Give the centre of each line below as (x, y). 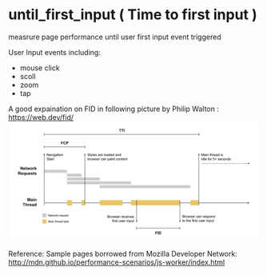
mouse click (40, 68)
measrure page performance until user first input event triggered (115, 37)
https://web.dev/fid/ (41, 117)
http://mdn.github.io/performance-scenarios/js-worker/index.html (117, 262)
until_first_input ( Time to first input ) (133, 15)
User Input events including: (55, 52)
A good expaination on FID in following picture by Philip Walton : (114, 109)
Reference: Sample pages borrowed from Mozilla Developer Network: (123, 254)
